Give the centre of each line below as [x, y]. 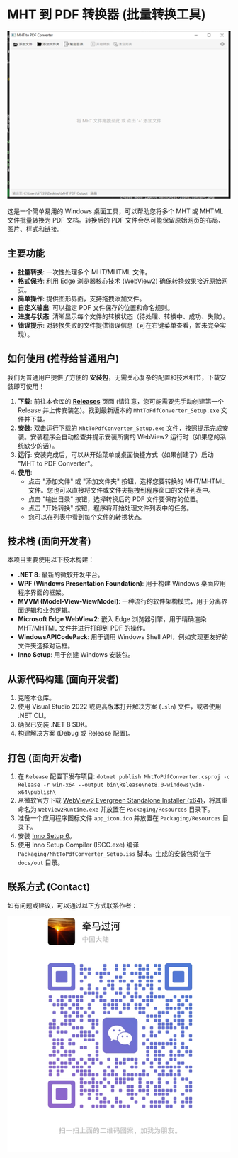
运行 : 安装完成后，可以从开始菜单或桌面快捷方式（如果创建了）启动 [115, 454]
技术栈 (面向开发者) [49, 541]
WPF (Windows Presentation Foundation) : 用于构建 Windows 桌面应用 [122, 584]
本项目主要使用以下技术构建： [51, 559]
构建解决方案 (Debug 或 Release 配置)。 [76, 734]
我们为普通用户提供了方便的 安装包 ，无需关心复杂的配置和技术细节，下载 [114, 377]
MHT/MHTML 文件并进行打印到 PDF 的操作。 [83, 628]
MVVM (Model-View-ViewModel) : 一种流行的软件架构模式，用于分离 [119, 601]
